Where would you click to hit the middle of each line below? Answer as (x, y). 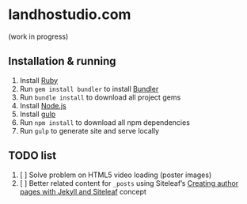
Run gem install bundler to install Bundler (89, 89)
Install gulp (38, 114)
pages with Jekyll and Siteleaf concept (83, 191)
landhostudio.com (70, 15)
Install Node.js (43, 105)
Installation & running (62, 61)
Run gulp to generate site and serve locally (89, 130)
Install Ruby (38, 80)
